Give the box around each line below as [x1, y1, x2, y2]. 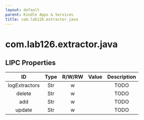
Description [107, 74, 136, 81]
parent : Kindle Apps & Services [5, 12, 74, 17]
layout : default [5, 7, 40, 13]
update [15, 106, 32, 113]
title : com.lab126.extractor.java [5, 17, 79, 22]
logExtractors [8, 82, 40, 89]
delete [16, 90, 31, 97]
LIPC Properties [5, 58, 56, 67]
